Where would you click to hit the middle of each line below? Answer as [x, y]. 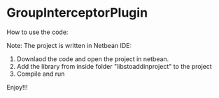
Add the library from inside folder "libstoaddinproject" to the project [114, 66]
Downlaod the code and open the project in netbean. [93, 59]
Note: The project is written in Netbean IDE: [69, 45]
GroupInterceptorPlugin [77, 13]
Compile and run [41, 74]
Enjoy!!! [17, 87]
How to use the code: [37, 32]
